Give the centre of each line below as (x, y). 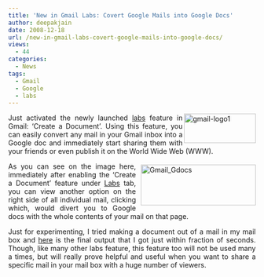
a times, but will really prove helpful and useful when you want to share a (132, 257)
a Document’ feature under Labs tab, (72, 183)
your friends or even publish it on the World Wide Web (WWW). (111, 151)
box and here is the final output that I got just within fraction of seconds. (132, 240)
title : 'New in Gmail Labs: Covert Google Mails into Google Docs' (121, 15)
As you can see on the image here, (72, 166)
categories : (27, 60)
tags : (17, 74)
